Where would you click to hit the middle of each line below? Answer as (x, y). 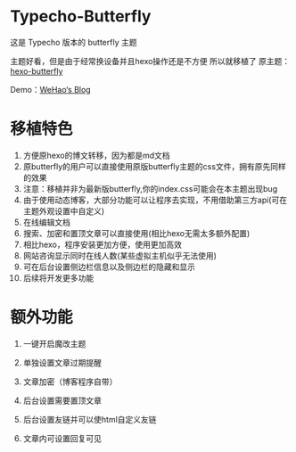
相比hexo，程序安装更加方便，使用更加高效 (102, 244)
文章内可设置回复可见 (62, 438)
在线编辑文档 (46, 222)
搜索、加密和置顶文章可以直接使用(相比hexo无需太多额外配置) (136, 233)
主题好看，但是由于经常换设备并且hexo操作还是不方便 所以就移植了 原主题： (150, 61)
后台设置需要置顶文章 (62, 400)
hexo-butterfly (37, 71)
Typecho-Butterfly (81, 16)
